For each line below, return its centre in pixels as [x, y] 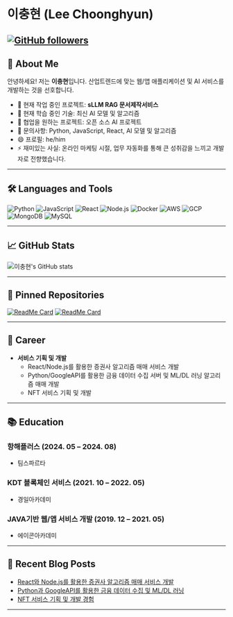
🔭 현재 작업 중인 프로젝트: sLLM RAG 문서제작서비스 [88, 105]
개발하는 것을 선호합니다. [41, 90]
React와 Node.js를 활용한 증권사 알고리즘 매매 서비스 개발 [96, 582]
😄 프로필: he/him [41, 140]
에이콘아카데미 [37, 535]
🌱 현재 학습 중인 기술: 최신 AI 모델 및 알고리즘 [78, 113]
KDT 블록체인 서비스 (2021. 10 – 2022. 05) [76, 483]
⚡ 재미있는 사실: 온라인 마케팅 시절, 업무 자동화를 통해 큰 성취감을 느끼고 [114, 148]
